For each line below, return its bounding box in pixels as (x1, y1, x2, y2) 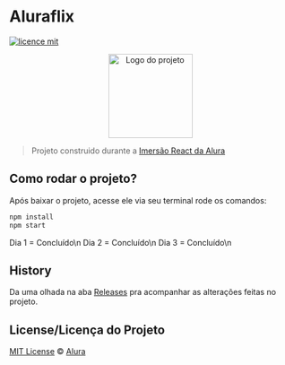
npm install (9, 213, 54, 222)
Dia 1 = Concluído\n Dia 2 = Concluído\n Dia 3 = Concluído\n (9, 237, 232, 248)
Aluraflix (9, 6, 74, 27)
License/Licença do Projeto (9, 322, 166, 337)
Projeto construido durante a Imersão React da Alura (30, 145, 226, 156)
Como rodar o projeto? (9, 171, 137, 187)
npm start (9, 221, 47, 230)
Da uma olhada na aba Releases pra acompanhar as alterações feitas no (9, 287, 276, 298)
